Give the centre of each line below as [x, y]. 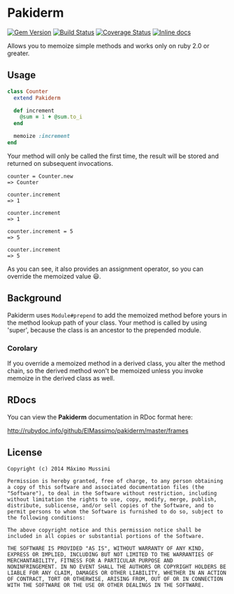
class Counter [28, 91]
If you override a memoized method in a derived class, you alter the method [116, 363]
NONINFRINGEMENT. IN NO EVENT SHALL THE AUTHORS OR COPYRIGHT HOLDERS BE [117, 567]
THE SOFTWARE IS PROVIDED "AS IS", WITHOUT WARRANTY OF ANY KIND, [106, 548]
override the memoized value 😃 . [54, 276]
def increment [34, 111]
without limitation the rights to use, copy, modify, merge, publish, [112, 499]
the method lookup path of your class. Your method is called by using [107, 323]
